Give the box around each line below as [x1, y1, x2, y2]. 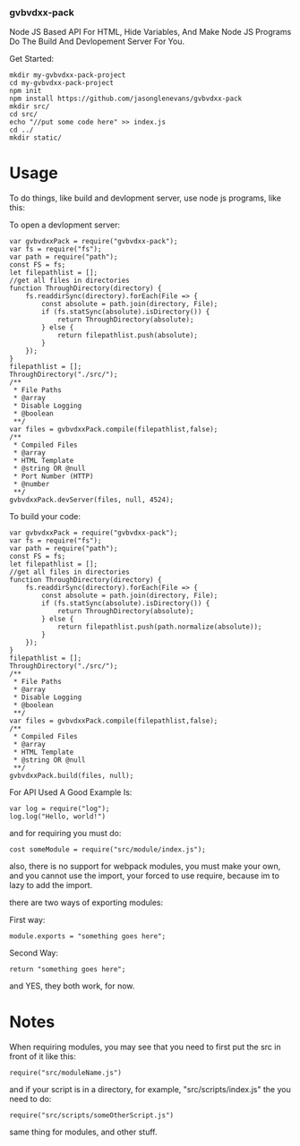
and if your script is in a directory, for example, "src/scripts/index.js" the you [9, 1084, 291, 1095]
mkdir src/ [9, 102, 50, 111]
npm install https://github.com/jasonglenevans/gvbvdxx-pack [9, 94, 243, 104]
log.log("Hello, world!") [9, 812, 106, 821]
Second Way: [9, 947, 58, 959]
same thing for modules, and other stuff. [9, 1126, 159, 1138]
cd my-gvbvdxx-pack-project [9, 79, 115, 88]
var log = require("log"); [9, 804, 110, 814]
